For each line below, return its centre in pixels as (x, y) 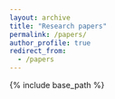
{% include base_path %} (57, 85)
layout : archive (40, 18)
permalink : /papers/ (48, 34)
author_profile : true (50, 43)
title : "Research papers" (58, 26)
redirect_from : (38, 51)
